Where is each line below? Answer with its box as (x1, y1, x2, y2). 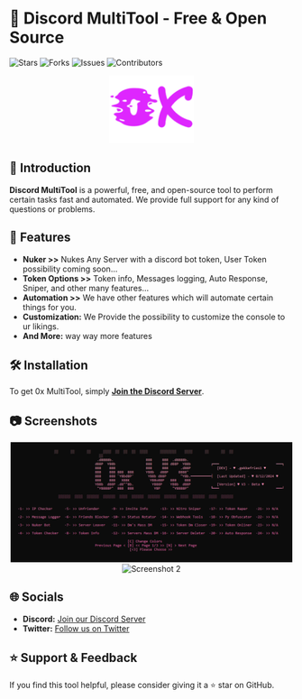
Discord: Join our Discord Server (22, 613, 146, 624)
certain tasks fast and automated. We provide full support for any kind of (9, 194, 279, 205)
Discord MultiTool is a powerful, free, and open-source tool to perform (9, 184, 273, 195)
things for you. (22, 301, 77, 312)
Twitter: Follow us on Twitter (22, 622, 130, 634)
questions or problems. (9, 203, 96, 215)
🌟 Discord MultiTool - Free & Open (9, 8, 268, 29)
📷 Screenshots (9, 413, 97, 428)
